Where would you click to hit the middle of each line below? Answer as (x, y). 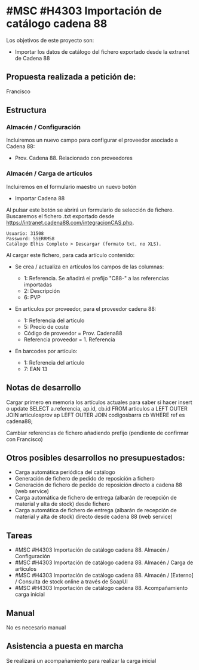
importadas (38, 284)
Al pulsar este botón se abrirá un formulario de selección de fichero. (90, 210)
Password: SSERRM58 (30, 238)
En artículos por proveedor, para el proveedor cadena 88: (85, 308)
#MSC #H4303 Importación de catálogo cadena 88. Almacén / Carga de (104, 562)
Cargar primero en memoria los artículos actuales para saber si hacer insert (99, 402)
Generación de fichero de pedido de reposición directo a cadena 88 (98, 485)
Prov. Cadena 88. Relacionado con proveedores (74, 158)
